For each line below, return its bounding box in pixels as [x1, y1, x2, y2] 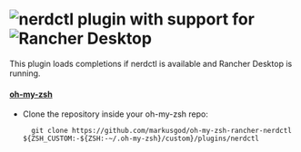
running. [9, 68, 41, 79]
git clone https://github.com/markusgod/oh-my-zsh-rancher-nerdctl [31, 127, 293, 136]
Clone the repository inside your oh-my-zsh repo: [22, 109, 209, 119]
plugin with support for [76, 9, 255, 30]
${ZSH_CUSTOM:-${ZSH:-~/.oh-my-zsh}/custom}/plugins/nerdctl [22, 134, 260, 144]
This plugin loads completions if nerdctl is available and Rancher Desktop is [9, 58, 293, 69]
